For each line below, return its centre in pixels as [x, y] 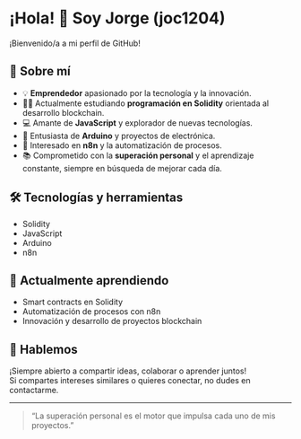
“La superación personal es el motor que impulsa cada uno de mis [153, 416]
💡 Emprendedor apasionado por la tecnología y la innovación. [137, 92]
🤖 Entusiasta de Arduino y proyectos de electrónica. [119, 136]
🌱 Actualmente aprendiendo [89, 281]
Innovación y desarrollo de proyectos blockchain [112, 321]
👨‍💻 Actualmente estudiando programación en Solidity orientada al [146, 103]
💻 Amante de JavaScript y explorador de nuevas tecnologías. [138, 123]
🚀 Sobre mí [40, 71]
